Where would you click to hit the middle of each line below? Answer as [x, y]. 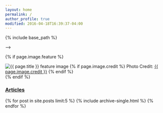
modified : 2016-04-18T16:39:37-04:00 [44, 24]
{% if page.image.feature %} [34, 57]
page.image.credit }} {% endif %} [39, 72]
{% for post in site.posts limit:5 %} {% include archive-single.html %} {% [79, 101]
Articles [15, 90]
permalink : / [19, 14]
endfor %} [16, 106]
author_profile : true [27, 19]
